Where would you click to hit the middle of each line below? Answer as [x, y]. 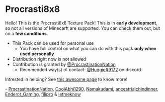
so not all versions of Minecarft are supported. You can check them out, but [82, 28]
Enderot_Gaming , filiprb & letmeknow [43, 94]
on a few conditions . [27, 33]
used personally [37, 54]
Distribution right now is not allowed [49, 59]
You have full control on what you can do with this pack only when [88, 48]
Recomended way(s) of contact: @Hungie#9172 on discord [80, 69]
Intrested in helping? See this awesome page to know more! [66, 79]
